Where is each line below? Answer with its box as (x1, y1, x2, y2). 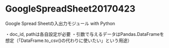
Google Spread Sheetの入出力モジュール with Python (5, 20, 115, 26)
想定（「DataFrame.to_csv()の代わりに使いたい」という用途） (5, 37, 132, 43)
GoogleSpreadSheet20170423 (5, 3, 136, 15)
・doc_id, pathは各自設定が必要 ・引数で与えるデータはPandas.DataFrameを (5, 31, 164, 37)
